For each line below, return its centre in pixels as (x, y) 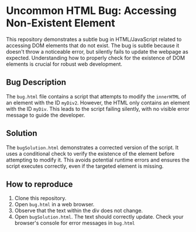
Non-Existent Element (61, 23)
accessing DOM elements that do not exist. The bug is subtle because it (93, 45)
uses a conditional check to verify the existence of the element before (90, 153)
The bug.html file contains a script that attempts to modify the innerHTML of (96, 96)
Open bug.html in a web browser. (54, 205)
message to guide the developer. (46, 115)
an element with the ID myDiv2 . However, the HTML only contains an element (98, 103)
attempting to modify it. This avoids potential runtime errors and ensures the (98, 160)
